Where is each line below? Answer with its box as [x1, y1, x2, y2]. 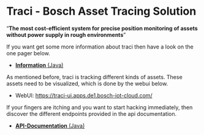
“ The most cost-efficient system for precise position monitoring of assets [6, 25, 198, 32]
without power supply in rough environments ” [6, 31, 126, 38]
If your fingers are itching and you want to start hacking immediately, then [6, 103, 193, 111]
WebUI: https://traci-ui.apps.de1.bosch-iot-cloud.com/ [15, 91, 153, 99]
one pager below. [6, 49, 51, 56]
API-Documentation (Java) [15, 121, 85, 129]
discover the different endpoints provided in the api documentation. [6, 110, 176, 117]
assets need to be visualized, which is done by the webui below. [6, 80, 168, 87]
